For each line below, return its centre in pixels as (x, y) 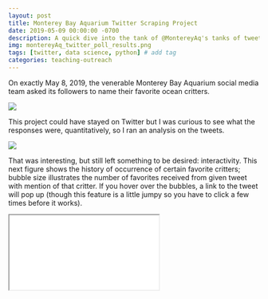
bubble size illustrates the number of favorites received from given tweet (128, 177)
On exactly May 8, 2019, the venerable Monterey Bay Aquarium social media (134, 83)
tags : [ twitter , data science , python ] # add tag (93, 53)
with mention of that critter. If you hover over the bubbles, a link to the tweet (133, 186)
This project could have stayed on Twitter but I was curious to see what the (132, 121)
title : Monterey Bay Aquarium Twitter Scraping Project (103, 23)
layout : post (30, 16)
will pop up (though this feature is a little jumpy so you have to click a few (129, 194)
